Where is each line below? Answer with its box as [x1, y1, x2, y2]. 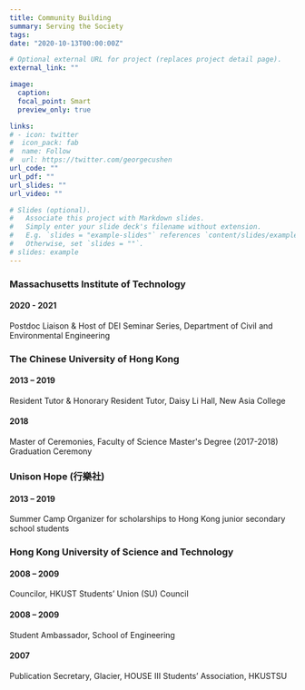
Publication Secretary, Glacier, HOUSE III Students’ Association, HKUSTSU [9, 670, 288, 681]
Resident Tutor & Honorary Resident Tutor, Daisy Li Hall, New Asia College [9, 395, 286, 406]
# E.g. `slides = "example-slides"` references [9, 231, 202, 241]
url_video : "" [9, 189, 64, 198]
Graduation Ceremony [9, 446, 93, 457]
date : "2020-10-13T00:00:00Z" [9, 38, 124, 48]
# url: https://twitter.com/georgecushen [9, 155, 172, 164]
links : [9, 122, 34, 131]
